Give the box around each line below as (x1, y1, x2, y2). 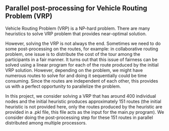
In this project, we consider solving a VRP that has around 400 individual (5, 93, 156, 99)
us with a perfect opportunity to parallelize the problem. (5, 83, 121, 89)
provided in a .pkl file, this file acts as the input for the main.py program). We (5, 109, 164, 115)
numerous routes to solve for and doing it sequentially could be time (5, 73, 147, 79)
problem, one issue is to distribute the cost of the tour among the (5, 51, 140, 57)
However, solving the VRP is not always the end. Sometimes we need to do (5, 40, 161, 46)
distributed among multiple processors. (5, 119, 87, 125)
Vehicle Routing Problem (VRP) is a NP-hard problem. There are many (5, 25, 150, 31)
